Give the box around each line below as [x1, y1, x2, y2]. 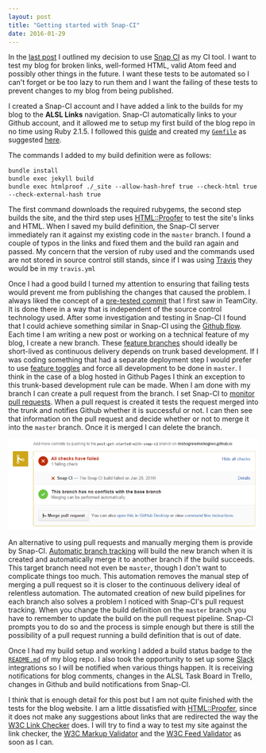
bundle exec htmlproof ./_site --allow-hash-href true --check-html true [8, 183, 258, 191]
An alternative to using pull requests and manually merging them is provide [8, 538, 253, 547]
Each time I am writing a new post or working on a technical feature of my [8, 330, 250, 339]
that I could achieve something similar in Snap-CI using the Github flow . [8, 322, 242, 331]
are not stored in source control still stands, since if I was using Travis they [8, 255, 253, 265]
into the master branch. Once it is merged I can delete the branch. [8, 423, 222, 432]
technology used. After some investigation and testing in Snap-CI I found [8, 313, 247, 322]
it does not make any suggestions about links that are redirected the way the [8, 712, 259, 722]
